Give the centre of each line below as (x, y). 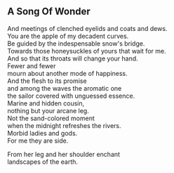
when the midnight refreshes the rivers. (64, 125)
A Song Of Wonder (49, 12)
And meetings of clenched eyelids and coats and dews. (87, 28)
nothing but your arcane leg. (48, 110)
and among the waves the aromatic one (65, 88)
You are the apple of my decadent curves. (68, 36)
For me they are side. (38, 141)
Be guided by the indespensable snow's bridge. (76, 43)
